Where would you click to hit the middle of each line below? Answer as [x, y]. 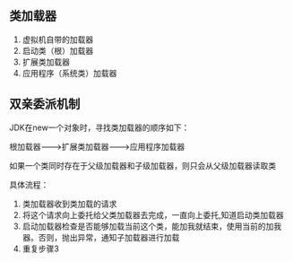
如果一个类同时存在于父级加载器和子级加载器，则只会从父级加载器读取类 [142, 165]
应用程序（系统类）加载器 [69, 73]
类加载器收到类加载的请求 [69, 204]
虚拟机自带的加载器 [58, 39]
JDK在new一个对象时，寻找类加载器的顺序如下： [99, 127]
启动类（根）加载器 [58, 50]
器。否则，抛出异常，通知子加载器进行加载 [101, 237]
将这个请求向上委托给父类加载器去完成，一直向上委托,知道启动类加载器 [153, 214]
